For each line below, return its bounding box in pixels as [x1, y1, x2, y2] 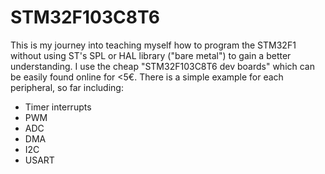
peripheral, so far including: [10, 81, 124, 93]
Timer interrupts [24, 101, 92, 113]
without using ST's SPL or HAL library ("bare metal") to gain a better [10, 49, 292, 61]
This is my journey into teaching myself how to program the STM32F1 [10, 39, 297, 51]
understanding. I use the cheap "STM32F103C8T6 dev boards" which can [10, 60, 315, 72]
